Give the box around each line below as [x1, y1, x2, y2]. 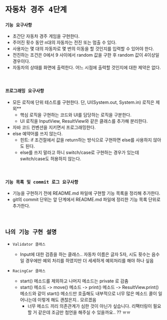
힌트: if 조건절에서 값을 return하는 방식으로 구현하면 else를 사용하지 [20, 136, 152, 143]
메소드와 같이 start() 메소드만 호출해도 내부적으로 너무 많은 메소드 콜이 [20, 290, 157, 296]
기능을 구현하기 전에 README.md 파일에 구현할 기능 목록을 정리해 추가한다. [12, 190, 160, 196]
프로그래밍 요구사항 [5, 88, 44, 94]
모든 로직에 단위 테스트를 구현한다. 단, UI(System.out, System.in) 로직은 [12, 99, 154, 105]
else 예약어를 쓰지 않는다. [12, 130, 63, 136]
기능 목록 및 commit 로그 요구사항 [5, 179, 79, 185]
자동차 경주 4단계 [5, 5, 67, 15]
